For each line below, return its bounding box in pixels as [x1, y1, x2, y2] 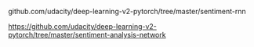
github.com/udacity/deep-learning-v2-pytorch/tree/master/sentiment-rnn [8, 7, 247, 16]
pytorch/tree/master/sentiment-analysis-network [8, 31, 166, 39]
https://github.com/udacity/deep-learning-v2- [8, 22, 157, 31]
